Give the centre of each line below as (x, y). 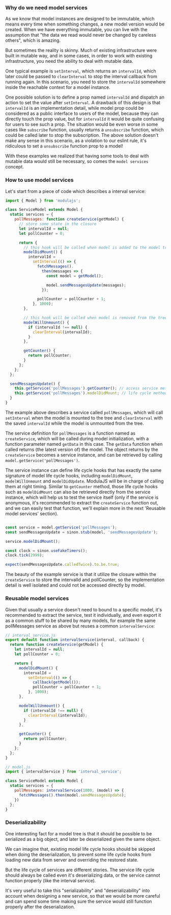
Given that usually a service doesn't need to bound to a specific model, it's (84, 610)
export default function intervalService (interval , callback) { (75, 640)
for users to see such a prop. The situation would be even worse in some (82, 125)
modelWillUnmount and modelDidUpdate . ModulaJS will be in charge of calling (84, 481)
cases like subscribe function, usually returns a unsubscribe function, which (84, 130)
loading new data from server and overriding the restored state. (72, 860)
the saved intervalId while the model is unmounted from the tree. (75, 423)
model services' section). (32, 513)
